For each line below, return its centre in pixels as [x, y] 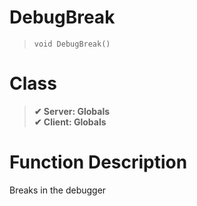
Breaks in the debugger [58, 190]
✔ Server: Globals [72, 111]
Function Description [98, 162]
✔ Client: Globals [70, 122]
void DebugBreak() [72, 44]
